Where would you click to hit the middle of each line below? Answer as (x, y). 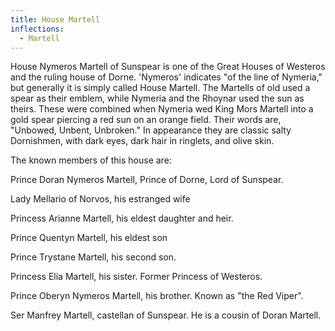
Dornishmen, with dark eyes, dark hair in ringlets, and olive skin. (142, 141)
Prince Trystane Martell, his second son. (93, 257)
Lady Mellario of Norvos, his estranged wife (100, 199)
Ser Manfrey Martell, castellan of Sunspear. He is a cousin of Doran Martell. (166, 315)
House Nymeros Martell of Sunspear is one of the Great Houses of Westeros (168, 67)
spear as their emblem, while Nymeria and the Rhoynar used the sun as (157, 98)
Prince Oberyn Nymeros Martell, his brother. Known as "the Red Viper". (157, 296)
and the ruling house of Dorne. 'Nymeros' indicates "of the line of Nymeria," (166, 77)
